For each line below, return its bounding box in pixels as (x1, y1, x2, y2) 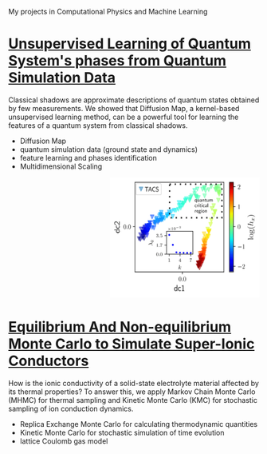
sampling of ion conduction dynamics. (8, 404, 134, 413)
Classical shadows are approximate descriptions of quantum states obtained (8, 95, 260, 105)
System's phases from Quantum (8, 52, 227, 70)
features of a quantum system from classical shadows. (8, 120, 188, 130)
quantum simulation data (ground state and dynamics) (19, 144, 198, 154)
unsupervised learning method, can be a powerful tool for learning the (8, 112, 239, 121)
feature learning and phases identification (19, 153, 158, 162)
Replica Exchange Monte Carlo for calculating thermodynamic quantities (19, 419, 257, 428)
